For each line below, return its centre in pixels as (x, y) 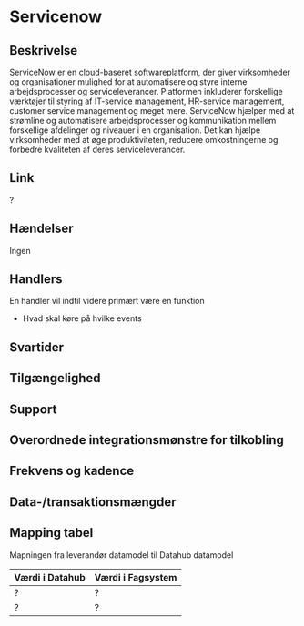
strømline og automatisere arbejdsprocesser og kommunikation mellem (143, 121)
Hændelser (42, 229)
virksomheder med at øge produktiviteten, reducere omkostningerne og (144, 140)
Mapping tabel (51, 533)
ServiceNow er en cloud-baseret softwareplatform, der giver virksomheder (150, 72)
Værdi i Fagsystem (136, 577)
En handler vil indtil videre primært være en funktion (107, 301)
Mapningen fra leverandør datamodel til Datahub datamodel (122, 555)
